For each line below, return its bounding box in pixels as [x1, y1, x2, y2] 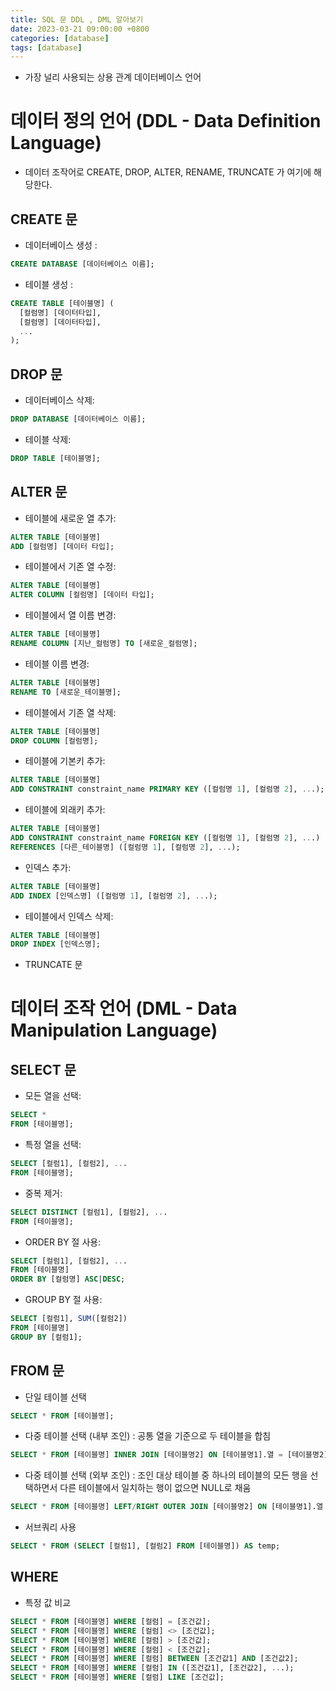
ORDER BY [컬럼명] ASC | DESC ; [10, 1274, 126, 1285]
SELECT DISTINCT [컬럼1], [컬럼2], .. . [10, 1207, 168, 1217]
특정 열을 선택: [24, 1139, 82, 1150]
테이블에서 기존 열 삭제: [24, 706, 117, 718]
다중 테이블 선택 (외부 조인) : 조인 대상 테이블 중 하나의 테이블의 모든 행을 [24, 1469, 308, 1481]
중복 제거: [24, 1187, 63, 1199]
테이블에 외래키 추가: [24, 804, 106, 816]
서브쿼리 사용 [24, 1521, 77, 1533]
